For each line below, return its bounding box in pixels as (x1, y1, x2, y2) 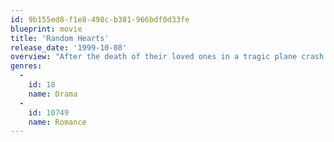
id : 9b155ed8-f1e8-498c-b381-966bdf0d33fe (10, 14, 190, 25)
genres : (10, 61, 43, 71)
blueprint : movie (10, 24, 83, 34)
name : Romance (28, 117, 87, 127)
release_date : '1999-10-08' (10, 42, 128, 53)
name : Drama (28, 89, 78, 99)
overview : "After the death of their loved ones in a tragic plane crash (10, 52, 325, 62)
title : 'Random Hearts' (10, 33, 110, 43)
